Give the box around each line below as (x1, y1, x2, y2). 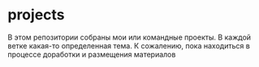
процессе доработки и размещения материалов (7, 49, 176, 59)
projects (7, 6, 66, 24)
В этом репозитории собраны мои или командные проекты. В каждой (7, 32, 252, 42)
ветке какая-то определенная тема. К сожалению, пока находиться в (7, 40, 251, 50)
